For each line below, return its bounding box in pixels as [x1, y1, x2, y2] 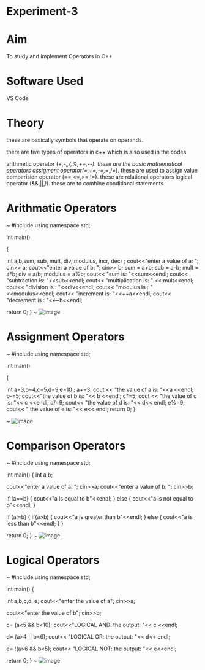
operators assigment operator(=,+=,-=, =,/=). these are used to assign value [6, 167, 198, 174]
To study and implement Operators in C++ [6, 53, 113, 60]
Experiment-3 [6, 4, 78, 18]
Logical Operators [6, 553, 100, 567]
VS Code [6, 95, 29, 102]
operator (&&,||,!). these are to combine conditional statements [6, 180, 164, 187]
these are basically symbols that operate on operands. [6, 136, 144, 144]
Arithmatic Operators [6, 201, 117, 216]
